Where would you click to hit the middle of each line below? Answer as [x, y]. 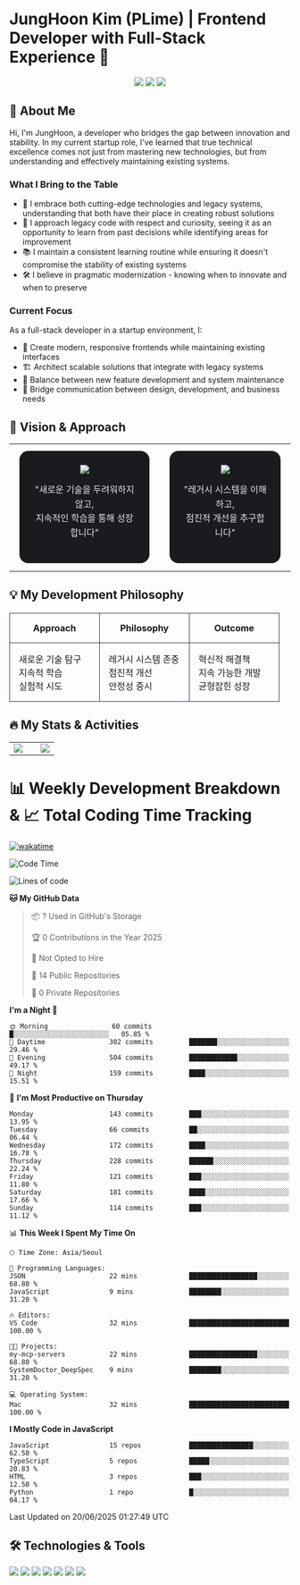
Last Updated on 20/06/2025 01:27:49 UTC [89, 1516]
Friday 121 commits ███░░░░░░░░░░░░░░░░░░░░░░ [150, 1176]
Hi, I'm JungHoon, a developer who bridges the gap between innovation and [150, 132]
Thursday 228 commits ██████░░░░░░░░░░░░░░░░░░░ [150, 1161]
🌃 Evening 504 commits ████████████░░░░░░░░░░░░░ [150, 1058]
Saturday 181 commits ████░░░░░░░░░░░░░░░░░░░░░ [150, 1192]
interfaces [41, 357]
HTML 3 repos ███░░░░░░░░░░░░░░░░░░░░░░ [150, 1476]
